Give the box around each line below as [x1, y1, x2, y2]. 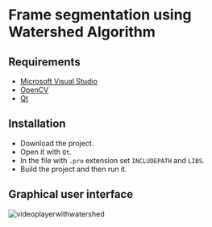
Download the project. [19, 138, 94, 148]
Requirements [8, 55, 81, 69]
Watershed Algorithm [8, 23, 156, 41]
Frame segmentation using [8, 6, 192, 24]
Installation [8, 117, 66, 131]
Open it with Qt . [19, 147, 73, 157]
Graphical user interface [8, 187, 134, 201]
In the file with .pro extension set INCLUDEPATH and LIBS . [19, 155, 206, 165]
